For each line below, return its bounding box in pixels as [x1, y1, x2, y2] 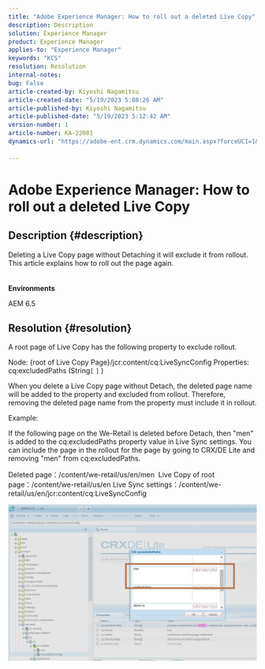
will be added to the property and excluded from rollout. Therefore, [8, 390, 226, 399]
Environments [8, 283, 55, 293]
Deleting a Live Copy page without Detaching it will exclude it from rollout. [8, 249, 248, 260]
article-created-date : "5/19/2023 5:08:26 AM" [8, 95, 164, 104]
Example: [8, 413, 39, 423]
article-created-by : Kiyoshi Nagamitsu [8, 88, 140, 95]
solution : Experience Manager [8, 29, 108, 37]
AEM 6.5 [8, 298, 36, 308]
